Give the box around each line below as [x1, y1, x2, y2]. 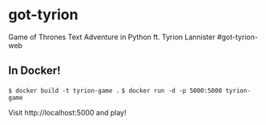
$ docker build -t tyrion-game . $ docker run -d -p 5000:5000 [8, 87, 223, 95]
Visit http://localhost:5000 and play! [8, 107, 127, 117]
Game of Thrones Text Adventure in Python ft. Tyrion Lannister [8, 32, 216, 42]
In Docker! [8, 64, 62, 78]
